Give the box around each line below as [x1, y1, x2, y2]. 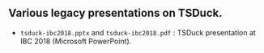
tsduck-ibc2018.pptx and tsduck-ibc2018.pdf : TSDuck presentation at [19, 27, 257, 37]
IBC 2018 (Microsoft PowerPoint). [19, 36, 132, 46]
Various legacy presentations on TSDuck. [8, 6, 223, 20]
